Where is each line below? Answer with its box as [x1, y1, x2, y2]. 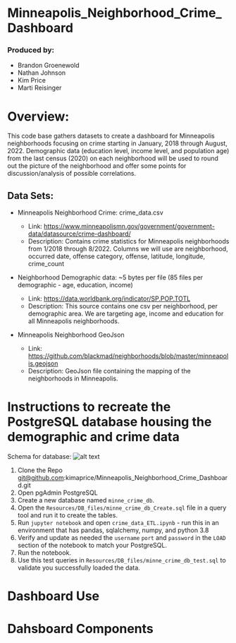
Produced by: [7, 45, 55, 55]
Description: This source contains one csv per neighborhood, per [27, 302, 218, 311]
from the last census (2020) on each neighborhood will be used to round [7, 154, 218, 163]
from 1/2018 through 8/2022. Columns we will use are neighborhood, [27, 245, 228, 253]
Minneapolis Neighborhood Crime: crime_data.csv [17, 208, 163, 217]
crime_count [27, 260, 65, 268]
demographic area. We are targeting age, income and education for [27, 309, 224, 318]
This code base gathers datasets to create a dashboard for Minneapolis [7, 132, 215, 140]
